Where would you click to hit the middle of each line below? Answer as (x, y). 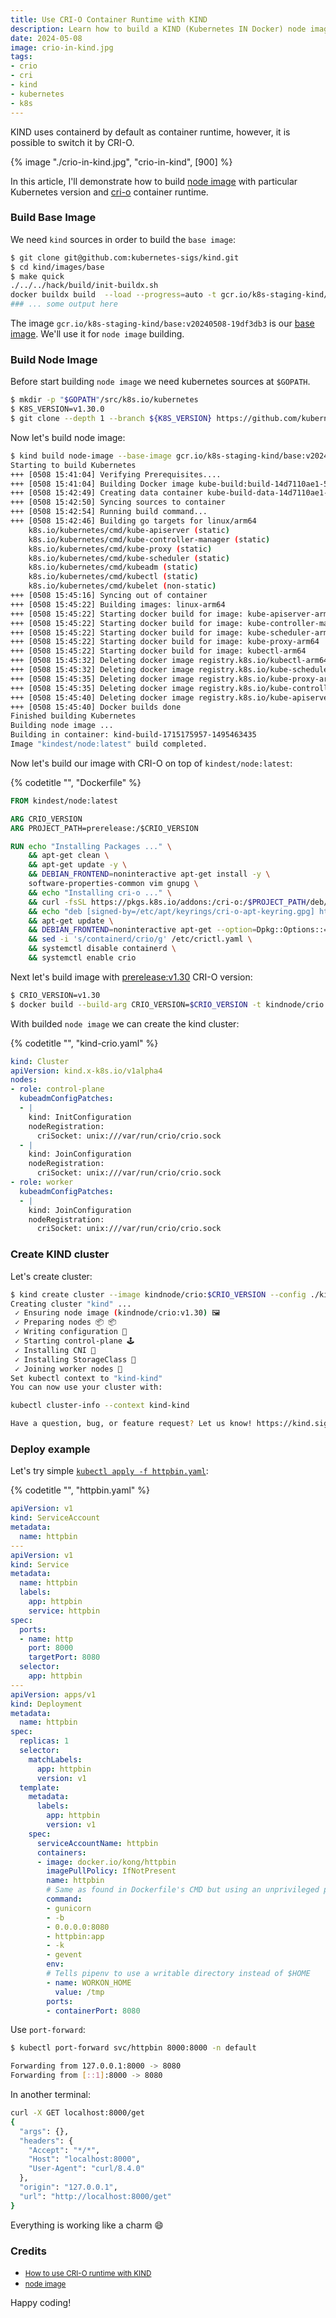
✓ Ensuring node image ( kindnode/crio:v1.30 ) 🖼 (117, 1313)
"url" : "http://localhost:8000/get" (95, 2196)
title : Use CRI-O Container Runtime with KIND (109, 19)
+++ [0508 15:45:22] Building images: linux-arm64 (118, 604)
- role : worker (42, 1182)
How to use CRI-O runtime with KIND (88, 2273)
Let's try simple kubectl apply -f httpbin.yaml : (109, 1471)
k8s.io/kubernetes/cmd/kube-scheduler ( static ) (129, 558)
